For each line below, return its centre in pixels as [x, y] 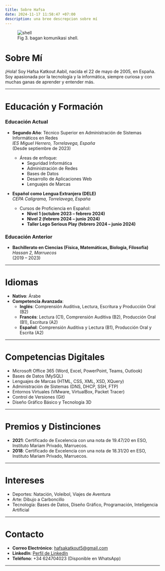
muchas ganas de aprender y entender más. [50, 82]
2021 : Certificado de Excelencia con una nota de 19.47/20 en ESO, [80, 440]
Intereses [25, 481]
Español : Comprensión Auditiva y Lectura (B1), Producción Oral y [85, 327]
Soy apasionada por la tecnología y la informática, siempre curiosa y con [79, 77]
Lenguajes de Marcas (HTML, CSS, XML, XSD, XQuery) [68, 381]
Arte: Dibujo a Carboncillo [38, 499]
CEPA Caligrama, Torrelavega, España [51, 199]
